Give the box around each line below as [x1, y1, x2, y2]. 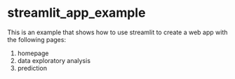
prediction [17, 64, 48, 72]
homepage [17, 49, 49, 57]
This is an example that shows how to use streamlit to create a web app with [7, 28, 228, 36]
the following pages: [7, 35, 67, 43]
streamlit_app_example [7, 5, 146, 21]
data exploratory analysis [17, 56, 91, 64]
